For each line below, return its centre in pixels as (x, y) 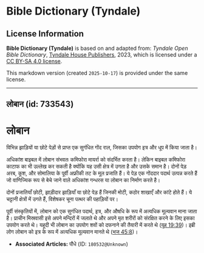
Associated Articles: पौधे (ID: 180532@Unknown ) (72, 244)
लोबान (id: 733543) (40, 104)
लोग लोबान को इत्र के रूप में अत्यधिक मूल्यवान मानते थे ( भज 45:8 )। (72, 232)
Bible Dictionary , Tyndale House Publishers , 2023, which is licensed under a (102, 55)
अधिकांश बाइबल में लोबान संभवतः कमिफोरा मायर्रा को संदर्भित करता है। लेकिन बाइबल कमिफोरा (96, 160)
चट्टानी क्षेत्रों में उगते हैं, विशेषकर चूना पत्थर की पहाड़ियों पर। (62, 199)
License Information (45, 34)
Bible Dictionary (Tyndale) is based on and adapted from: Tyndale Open (97, 48)
